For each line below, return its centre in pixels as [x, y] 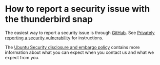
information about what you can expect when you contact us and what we [80, 52]
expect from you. [22, 57]
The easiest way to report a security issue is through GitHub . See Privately [80, 32]
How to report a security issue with [78, 9]
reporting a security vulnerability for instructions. [54, 38]
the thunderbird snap [49, 19]
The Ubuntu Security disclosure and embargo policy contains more [72, 47]
